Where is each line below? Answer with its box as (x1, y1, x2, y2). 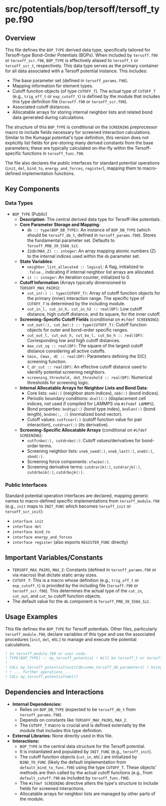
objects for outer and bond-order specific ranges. (27, 327, 128, 333)
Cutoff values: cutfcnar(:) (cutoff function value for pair (27, 416, 142, 422)
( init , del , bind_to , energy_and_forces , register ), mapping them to (5, 165, 142, 171)
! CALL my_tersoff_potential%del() (5, 674, 79, 679)
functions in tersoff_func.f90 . (22, 150, 84, 156)
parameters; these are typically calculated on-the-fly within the (5, 145, 134, 151)
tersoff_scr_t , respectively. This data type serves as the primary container (5, 63, 159, 68)
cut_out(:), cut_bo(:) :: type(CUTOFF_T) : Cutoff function (27, 321, 147, 328)
